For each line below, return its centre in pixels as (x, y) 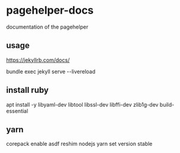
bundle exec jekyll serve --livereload (51, 71)
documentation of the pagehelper (47, 27)
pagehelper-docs (50, 10)
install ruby (27, 90)
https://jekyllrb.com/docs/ (38, 60)
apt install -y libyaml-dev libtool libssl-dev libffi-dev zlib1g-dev (82, 104)
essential (17, 111)
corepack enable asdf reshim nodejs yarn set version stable (79, 144)
